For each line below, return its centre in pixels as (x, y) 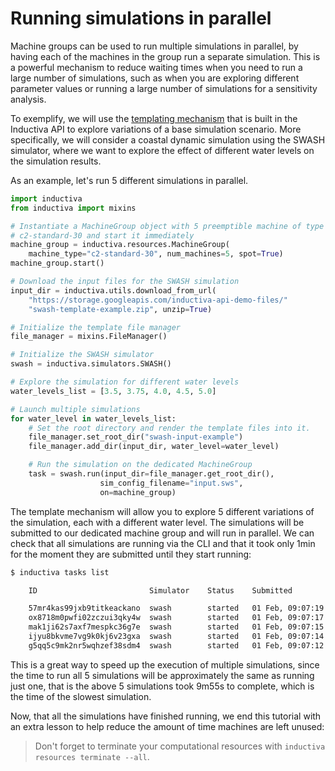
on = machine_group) (138, 492)
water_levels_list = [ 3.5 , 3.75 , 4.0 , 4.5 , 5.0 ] (113, 391)
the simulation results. (56, 161)
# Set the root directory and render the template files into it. (169, 428)
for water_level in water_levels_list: (93, 418)
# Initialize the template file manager (96, 327)
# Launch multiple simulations (75, 409)
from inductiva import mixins (73, 208)
